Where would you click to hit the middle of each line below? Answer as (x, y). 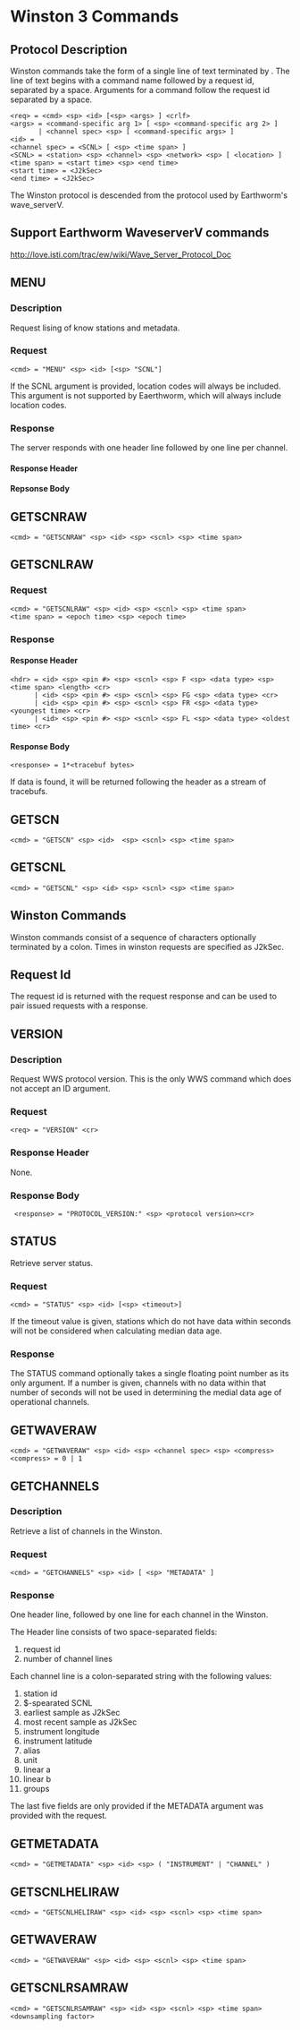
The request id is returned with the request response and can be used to (144, 997)
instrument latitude (58, 1741)
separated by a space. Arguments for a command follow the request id (140, 90)
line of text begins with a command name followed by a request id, (133, 81)
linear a (37, 1769)
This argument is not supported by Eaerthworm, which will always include (146, 395)
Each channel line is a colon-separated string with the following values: (141, 1676)
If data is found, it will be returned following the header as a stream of (138, 782)
